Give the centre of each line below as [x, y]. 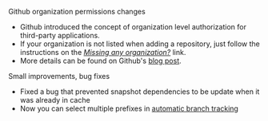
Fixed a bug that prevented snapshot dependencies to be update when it [140, 92]
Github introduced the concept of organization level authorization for [133, 27]
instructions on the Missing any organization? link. [103, 52]
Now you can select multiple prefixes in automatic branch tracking [129, 108]
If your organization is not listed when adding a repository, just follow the [140, 44]
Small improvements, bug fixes [59, 76]
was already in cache [55, 100]
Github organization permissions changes [77, 12]
